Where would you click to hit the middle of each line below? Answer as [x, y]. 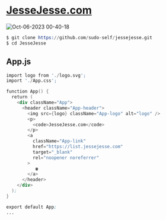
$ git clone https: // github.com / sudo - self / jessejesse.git [79, 37]
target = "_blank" [52, 152]
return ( [22, 97]
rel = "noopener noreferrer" [66, 158]
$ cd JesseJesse [26, 43]
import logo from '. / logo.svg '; [46, 75]
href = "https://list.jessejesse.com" [78, 146]
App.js [19, 62]
